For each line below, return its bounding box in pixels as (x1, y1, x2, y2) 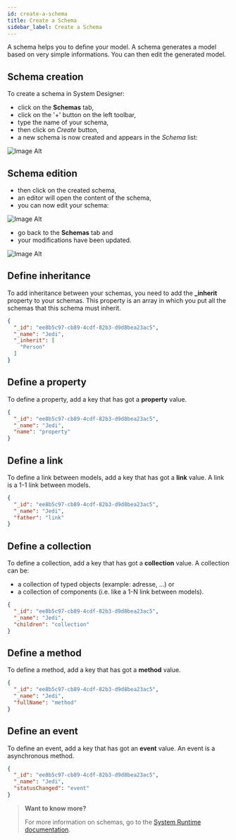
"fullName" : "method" (13, 699, 77, 706)
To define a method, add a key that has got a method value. (7, 666, 181, 674)
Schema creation (7, 71, 84, 83)
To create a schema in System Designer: (7, 90, 125, 98)
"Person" (20, 344, 46, 351)
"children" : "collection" (13, 620, 90, 628)
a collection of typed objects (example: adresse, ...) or (17, 580, 175, 589)
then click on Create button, (17, 126, 99, 134)
